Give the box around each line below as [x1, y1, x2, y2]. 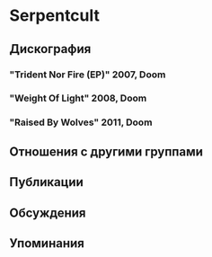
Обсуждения [9, 205, 86, 220]
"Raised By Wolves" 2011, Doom [9, 116, 153, 128]
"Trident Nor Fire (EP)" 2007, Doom [9, 68, 166, 81]
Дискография [9, 41, 92, 57]
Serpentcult [9, 5, 101, 26]
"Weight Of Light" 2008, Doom [9, 92, 147, 104]
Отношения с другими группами [9, 144, 204, 159]
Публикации [9, 174, 84, 190]
